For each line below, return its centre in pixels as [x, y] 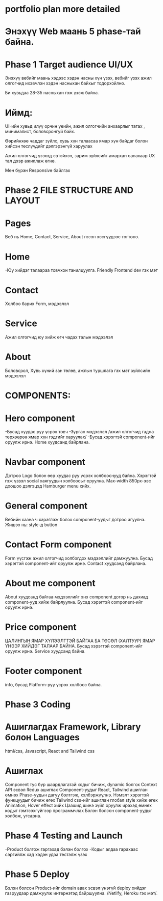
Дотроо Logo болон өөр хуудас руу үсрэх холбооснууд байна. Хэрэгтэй [81, 476]
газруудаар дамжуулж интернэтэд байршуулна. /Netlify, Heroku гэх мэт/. [81, 893]
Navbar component [45, 462]
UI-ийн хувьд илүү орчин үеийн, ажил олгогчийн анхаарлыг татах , [75, 126]
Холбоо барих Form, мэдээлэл [37, 304]
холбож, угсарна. [23, 816]
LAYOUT [23, 201]
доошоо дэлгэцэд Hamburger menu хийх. [48, 486]
